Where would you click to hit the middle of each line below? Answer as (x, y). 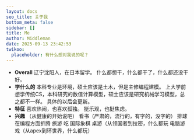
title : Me (18, 33)
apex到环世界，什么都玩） (61, 130)
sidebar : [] (20, 28)
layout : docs (22, 11)
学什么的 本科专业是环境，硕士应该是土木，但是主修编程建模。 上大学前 (100, 87)
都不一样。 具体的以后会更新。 (56, 101)
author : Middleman (28, 38)
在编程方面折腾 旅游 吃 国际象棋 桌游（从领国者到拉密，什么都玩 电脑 (97, 123)
